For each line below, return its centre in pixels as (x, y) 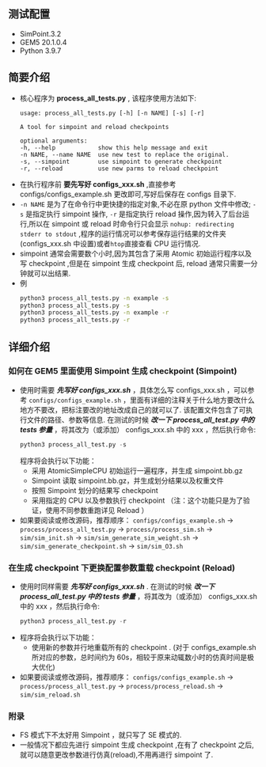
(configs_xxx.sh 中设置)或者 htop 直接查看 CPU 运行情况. (110, 243)
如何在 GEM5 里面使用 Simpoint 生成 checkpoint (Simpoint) (123, 371)
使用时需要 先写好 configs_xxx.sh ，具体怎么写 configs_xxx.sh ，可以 (133, 389)
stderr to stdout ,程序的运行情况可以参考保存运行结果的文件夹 (123, 234)
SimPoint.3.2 (40, 33)
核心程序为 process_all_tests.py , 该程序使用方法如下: (108, 98)
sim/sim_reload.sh (50, 695)
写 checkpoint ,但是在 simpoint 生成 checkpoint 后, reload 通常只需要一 (135, 263)
